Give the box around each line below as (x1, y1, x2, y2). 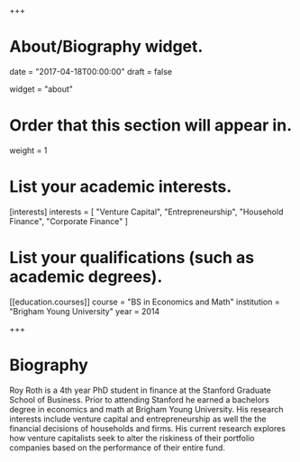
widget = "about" (9, 83, 74, 95)
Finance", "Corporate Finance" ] (9, 215, 129, 226)
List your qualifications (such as (9, 248, 255, 267)
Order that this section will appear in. (9, 115, 293, 136)
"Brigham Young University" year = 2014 (9, 305, 160, 316)
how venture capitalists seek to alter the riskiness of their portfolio (9, 432, 255, 443)
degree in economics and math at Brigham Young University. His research (9, 403, 284, 414)
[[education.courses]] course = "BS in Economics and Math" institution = (9, 296, 281, 307)
